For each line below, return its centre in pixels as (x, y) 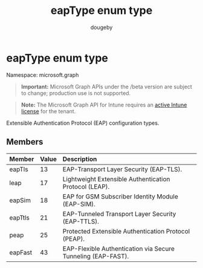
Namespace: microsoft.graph (43, 75)
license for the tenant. (48, 111)
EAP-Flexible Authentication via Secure (119, 249)
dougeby (101, 27)
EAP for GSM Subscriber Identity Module (120, 196)
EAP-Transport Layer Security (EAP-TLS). (122, 169)
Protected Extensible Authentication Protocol (126, 231)
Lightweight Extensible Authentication (116, 179)
